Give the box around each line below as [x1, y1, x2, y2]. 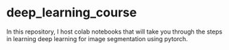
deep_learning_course [6, 5, 137, 21]
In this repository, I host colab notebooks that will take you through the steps [6, 27, 223, 36]
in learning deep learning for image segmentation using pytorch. [6, 34, 188, 42]
